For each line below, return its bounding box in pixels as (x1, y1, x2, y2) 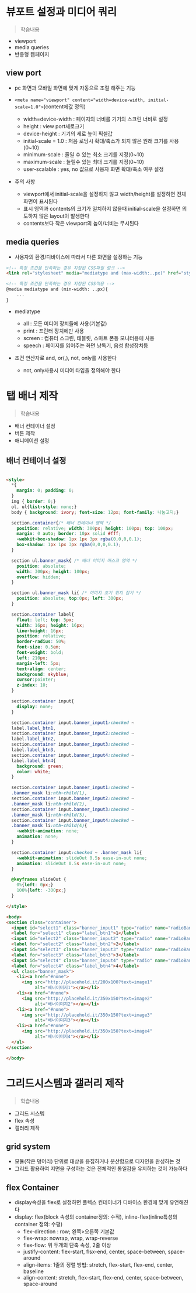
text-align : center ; (16, 666, 66, 672)
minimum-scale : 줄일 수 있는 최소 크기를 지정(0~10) (23, 150, 145, 158)
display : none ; (16, 704, 54, 709)
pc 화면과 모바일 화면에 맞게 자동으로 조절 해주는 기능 (14, 84, 136, 91)
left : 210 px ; (16, 655, 48, 661)
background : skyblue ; (16, 671, 69, 677)
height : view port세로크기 (23, 122, 85, 129)
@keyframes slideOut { (11, 876, 66, 883)
